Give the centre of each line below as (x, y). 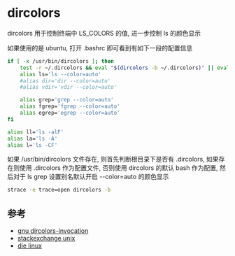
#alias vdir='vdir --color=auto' (69, 87)
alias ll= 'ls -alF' (36, 132)
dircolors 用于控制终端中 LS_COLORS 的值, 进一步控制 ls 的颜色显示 (104, 33)
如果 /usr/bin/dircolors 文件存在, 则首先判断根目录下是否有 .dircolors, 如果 (113, 159)
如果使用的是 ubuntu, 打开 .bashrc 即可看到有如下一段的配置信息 (100, 48)
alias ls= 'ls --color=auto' (60, 74)
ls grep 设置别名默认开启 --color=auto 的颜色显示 (98, 177)
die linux (29, 246)
